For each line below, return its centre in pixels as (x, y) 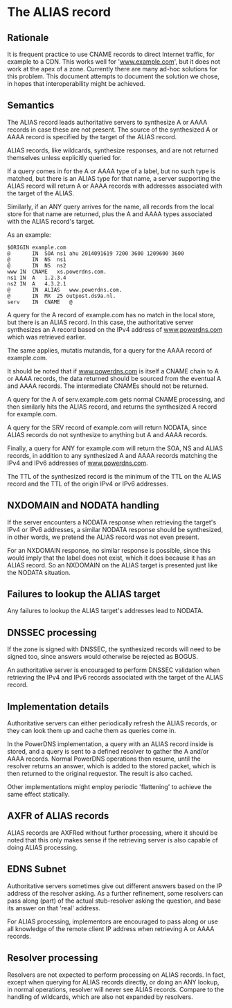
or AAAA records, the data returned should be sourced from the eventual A (114, 378)
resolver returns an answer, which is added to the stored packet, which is (112, 766)
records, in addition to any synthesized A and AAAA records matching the (113, 455)
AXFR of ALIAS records (58, 816)
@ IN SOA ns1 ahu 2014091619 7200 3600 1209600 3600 (96, 254)
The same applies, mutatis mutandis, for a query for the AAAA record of (110, 350)
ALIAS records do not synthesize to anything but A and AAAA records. (107, 434)
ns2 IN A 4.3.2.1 (37, 284)
